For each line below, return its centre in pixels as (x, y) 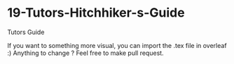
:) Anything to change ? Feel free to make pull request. (85, 53)
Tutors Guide (26, 32)
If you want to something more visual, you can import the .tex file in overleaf (117, 45)
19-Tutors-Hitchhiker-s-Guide (96, 13)
